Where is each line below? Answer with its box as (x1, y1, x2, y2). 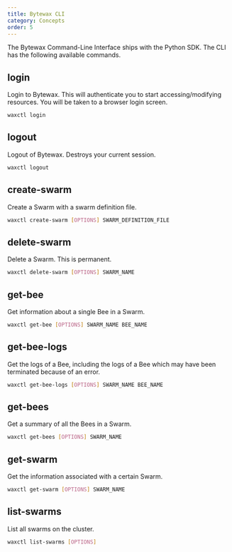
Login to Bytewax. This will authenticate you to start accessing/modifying (7, 90, 222, 99)
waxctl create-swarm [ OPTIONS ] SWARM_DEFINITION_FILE (7, 217, 170, 224)
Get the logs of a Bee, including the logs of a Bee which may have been (7, 360, 216, 368)
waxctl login (7, 112, 46, 119)
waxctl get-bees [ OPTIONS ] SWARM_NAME (7, 434, 122, 441)
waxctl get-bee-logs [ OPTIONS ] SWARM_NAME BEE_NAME (7, 381, 163, 388)
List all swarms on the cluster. (7, 524, 94, 533)
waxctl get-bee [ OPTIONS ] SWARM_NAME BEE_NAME (7, 321, 148, 328)
